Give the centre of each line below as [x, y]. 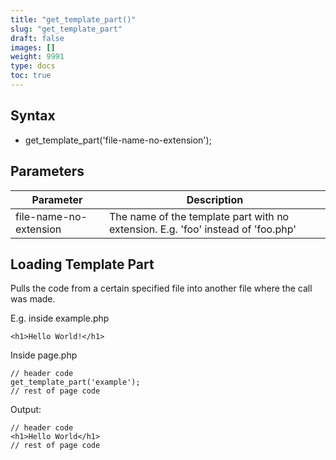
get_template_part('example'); [75, 382]
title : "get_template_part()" [73, 19]
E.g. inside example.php [60, 318]
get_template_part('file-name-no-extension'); [118, 140]
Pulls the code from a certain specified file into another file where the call [161, 288]
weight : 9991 [37, 57]
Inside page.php [44, 355]
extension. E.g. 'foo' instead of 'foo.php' [203, 229]
